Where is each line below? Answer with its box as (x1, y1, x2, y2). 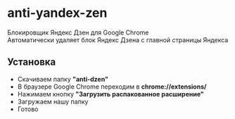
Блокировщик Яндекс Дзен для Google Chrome (7, 28, 149, 37)
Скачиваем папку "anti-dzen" (17, 75, 109, 83)
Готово (17, 104, 39, 113)
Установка (7, 56, 56, 68)
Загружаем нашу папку (17, 97, 89, 106)
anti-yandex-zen (7, 5, 108, 21)
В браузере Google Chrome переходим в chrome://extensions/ (17, 82, 207, 91)
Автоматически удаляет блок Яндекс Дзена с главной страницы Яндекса (7, 35, 229, 44)
